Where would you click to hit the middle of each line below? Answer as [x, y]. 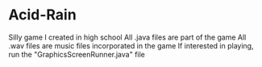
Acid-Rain [42, 15]
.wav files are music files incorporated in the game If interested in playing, [131, 45]
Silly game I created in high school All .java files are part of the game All [127, 37]
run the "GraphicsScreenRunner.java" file [77, 54]
